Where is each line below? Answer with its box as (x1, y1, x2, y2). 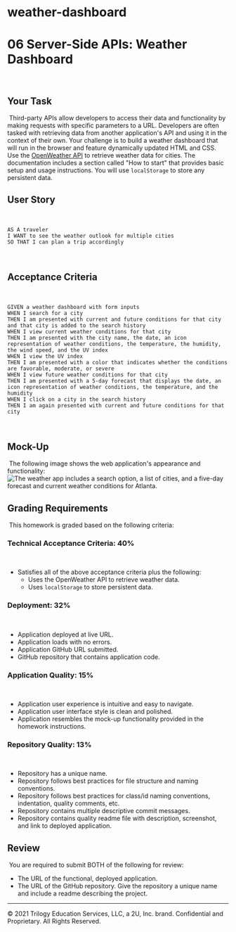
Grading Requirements (7, 502, 109, 514)
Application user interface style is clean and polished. (17, 708, 173, 716)
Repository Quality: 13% (7, 740, 92, 749)
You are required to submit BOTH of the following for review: (8, 861, 184, 869)
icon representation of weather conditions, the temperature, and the (7, 383, 218, 390)
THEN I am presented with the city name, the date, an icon (7, 334, 188, 341)
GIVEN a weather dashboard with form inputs (7, 303, 140, 310)
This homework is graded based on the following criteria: (8, 521, 174, 530)
